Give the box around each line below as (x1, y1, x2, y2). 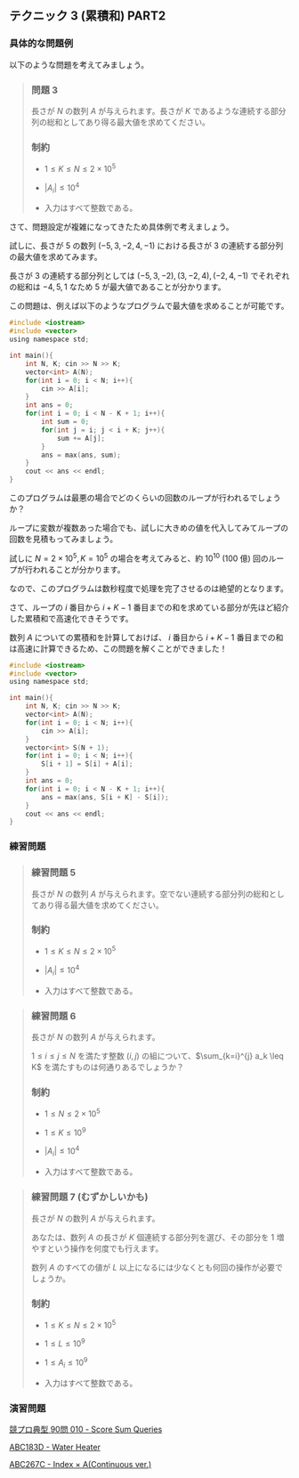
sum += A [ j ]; (56, 434, 105, 443)
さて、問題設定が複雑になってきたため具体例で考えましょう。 (9, 222, 234, 232)
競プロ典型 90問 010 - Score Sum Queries (9, 1424, 163, 1434)
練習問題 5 (30, 866, 77, 879)
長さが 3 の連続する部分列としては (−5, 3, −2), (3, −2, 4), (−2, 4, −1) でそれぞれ (9, 271, 290, 281)
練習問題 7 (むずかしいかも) (30, 1191, 149, 1204)
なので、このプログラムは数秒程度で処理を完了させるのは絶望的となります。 (9, 582, 289, 594)
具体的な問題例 (9, 37, 74, 50)
